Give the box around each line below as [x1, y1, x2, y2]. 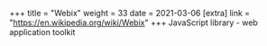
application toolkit [9, 27, 76, 37]
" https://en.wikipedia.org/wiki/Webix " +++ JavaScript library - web [9, 17, 259, 28]
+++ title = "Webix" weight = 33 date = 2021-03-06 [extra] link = [9, 8, 251, 18]
